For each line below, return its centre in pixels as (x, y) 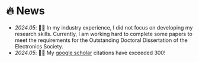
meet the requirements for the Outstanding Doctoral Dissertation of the (101, 40)
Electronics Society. (39, 46)
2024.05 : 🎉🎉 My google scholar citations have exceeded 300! (90, 53)
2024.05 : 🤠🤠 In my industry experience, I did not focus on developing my (104, 27)
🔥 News (26, 11)
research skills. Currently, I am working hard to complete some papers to (103, 34)
